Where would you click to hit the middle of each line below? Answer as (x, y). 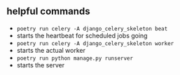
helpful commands (48, 11)
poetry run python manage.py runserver (75, 58)
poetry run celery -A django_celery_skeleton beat (92, 28)
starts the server (40, 65)
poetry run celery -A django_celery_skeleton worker (95, 43)
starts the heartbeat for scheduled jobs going (82, 35)
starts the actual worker (51, 50)
